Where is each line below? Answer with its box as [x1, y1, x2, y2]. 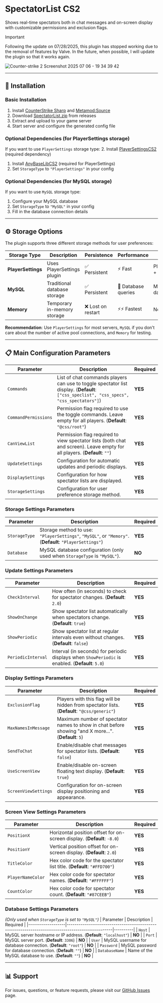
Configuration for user [57, 485, 108, 492]
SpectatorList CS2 [5, 3, 81, 15]
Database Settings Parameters [5, 905, 79, 912]
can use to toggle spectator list [57, 380, 128, 387]
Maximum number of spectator [57, 715, 128, 722]
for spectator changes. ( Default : [51, 594, 126, 601]
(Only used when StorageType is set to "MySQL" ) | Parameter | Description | [5, 917, 153, 922]
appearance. [57, 794, 86, 800]
